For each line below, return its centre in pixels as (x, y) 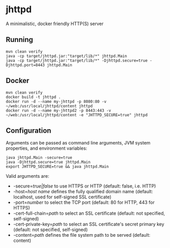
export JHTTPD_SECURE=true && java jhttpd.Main (57, 167)
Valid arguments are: (28, 176)
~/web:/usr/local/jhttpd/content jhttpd (50, 106)
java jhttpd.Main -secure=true (39, 158)
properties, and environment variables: (46, 148)
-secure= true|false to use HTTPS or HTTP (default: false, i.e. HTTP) (84, 186)
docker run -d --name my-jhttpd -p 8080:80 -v (56, 101)
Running (20, 40)
